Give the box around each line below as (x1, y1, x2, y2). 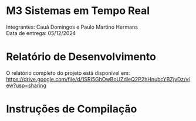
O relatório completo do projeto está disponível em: (6, 69, 130, 77)
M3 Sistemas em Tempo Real (6, 4, 150, 18)
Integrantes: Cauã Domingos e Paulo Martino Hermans (6, 23, 138, 30)
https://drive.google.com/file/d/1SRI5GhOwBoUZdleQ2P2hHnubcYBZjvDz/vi (6, 75, 190, 82)
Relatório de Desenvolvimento (6, 50, 157, 64)
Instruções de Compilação (6, 102, 137, 116)
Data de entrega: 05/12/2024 (6, 29, 76, 36)
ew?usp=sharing (6, 82, 47, 89)
